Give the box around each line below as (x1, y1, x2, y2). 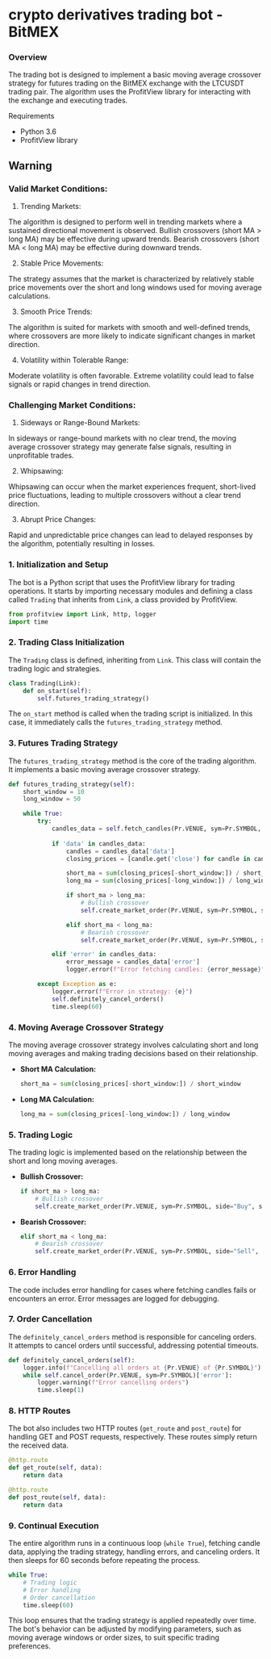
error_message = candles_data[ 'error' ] (65, 958, 200, 966)
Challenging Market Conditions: (8, 399, 136, 411)
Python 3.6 (19, 127, 56, 136)
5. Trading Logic (8, 1129, 73, 1140)
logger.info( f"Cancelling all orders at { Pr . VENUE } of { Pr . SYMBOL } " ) (23, 1364, 262, 1372)
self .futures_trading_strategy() (37, 694, 150, 703)
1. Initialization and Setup (8, 559, 109, 570)
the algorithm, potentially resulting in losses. (8, 539, 156, 549)
